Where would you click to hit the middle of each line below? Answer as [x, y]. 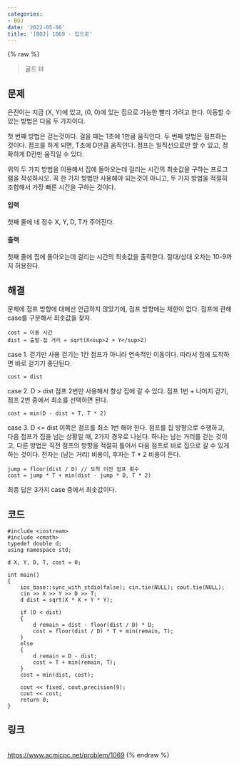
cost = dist [25, 377]
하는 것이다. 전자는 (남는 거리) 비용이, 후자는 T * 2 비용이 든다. [94, 455]
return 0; [35, 700]
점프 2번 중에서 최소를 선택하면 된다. [58, 400]
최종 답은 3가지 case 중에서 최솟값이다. [62, 490]
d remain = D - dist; [65, 656]
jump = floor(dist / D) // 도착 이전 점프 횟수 [73, 469]
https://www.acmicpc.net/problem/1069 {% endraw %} [88, 755]
